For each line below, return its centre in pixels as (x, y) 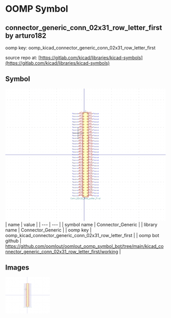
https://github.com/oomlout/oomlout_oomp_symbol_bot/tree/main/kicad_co (84, 246)
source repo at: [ (23, 57)
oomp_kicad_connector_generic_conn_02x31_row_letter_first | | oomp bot (82, 235)
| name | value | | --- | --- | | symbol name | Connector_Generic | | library (81, 224)
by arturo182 (26, 35)
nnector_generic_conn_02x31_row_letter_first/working (62, 251)
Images (17, 267)
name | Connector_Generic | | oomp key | (48, 230)
